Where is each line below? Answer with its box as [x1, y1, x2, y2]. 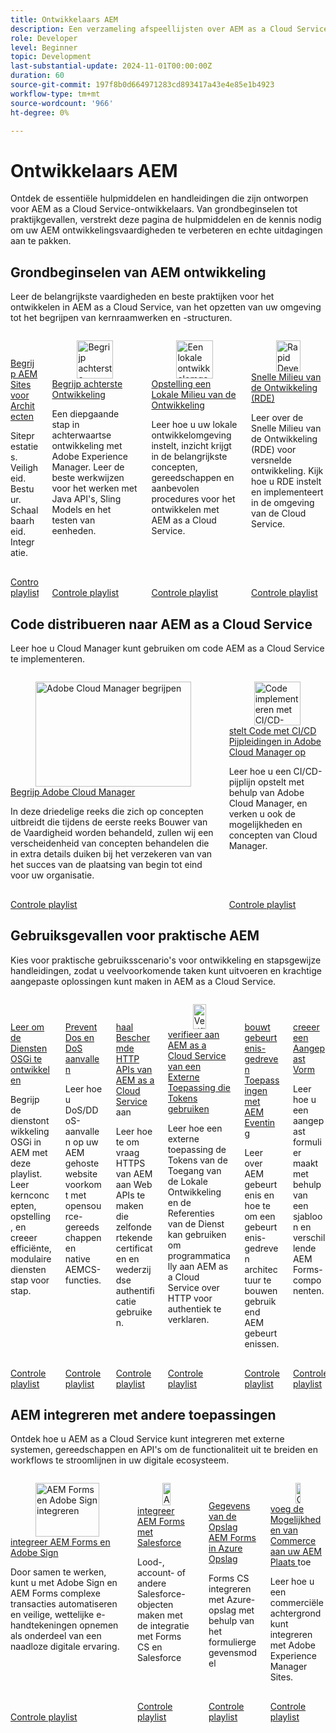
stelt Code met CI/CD [228, 724, 317, 736]
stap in [51, 418, 80, 430]
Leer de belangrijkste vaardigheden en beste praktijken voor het [10, 291, 275, 303]
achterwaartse [51, 429, 112, 441]
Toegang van [167, 1164, 222, 1176]
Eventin [244, 1116, 276, 1128]
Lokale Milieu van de [151, 389, 237, 401]
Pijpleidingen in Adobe [228, 735, 322, 747]
